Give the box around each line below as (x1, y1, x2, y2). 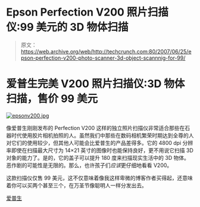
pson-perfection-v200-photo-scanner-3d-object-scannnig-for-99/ (20, 54, 186, 61)
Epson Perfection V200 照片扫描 (6, 5, 168, 19)
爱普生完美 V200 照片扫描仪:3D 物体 (6, 77, 185, 91)
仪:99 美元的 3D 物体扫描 (6, 20, 129, 34)
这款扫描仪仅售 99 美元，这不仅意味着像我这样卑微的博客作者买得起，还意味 (6, 174, 193, 181)
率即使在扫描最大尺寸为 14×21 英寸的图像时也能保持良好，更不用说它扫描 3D (6, 147, 193, 154)
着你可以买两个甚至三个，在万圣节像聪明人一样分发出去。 (6, 181, 147, 189)
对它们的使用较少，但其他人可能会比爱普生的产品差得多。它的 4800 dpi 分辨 (6, 139, 193, 146)
